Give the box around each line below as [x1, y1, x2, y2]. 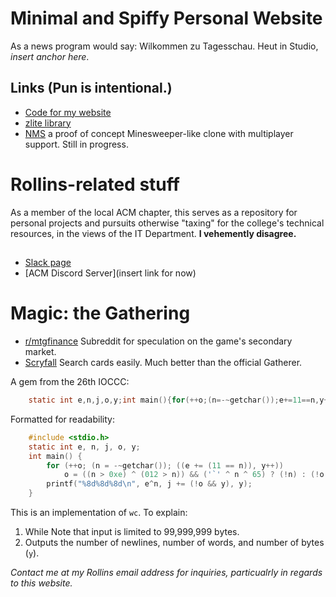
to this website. [10, 577, 73, 589]
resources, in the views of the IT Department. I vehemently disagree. [10, 227, 297, 239]
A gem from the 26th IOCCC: [10, 376, 130, 388]
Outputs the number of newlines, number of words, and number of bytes [24, 537, 325, 549]
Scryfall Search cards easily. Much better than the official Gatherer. [24, 357, 303, 369]
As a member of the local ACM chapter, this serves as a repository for [10, 206, 298, 218]
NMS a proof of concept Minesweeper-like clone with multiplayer [24, 127, 294, 139]
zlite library [24, 117, 72, 129]
